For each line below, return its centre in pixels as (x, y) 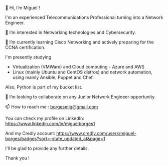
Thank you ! (18, 158)
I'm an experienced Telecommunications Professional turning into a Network (84, 17)
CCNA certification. (25, 47)
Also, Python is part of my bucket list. (44, 87)
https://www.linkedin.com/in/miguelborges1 (50, 123)
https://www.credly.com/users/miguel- (96, 133)
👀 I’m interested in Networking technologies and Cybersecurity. (71, 32)
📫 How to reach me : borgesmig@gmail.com (52, 107)
